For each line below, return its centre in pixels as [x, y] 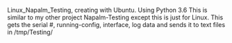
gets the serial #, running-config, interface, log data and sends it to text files [116, 25]
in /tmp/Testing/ [30, 32]
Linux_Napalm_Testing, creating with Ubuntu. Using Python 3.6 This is [107, 10]
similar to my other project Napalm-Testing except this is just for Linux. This [115, 17]
